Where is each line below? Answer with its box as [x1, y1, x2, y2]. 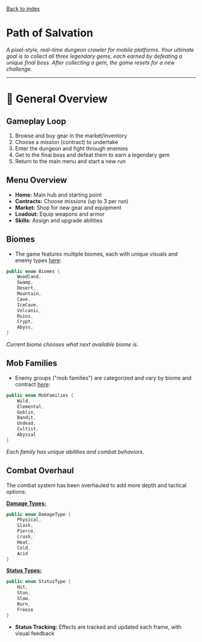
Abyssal [17, 432, 36, 438]
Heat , [17, 539, 31, 545]
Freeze [17, 606, 34, 612]
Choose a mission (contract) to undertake [14, 138, 118, 145]
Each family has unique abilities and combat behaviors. [6, 448, 144, 455]
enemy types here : [14, 256, 62, 264]
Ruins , [17, 313, 34, 319]
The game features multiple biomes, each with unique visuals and [14, 250, 178, 257]
